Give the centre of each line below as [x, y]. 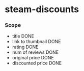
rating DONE [25, 47]
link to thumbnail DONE [36, 42]
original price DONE [33, 58]
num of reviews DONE [35, 52]
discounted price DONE [37, 63]
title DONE [23, 36]
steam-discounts [42, 9]
